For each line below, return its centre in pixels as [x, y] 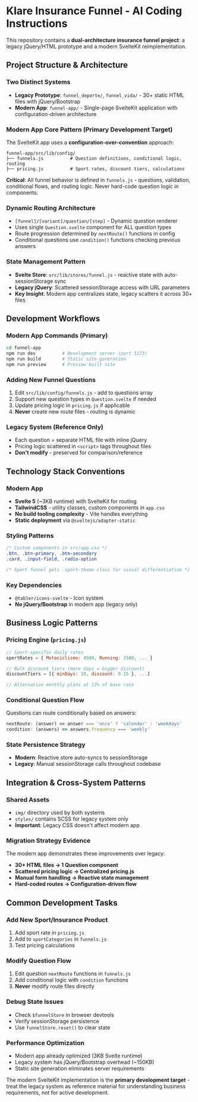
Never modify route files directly [55, 987]
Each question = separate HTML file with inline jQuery [81, 440]
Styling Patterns [30, 536]
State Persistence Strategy [46, 745]
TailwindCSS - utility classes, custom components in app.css [89, 508]
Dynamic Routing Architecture [51, 208]
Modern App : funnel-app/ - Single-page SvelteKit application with [96, 108]
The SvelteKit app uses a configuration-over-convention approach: [90, 142]
